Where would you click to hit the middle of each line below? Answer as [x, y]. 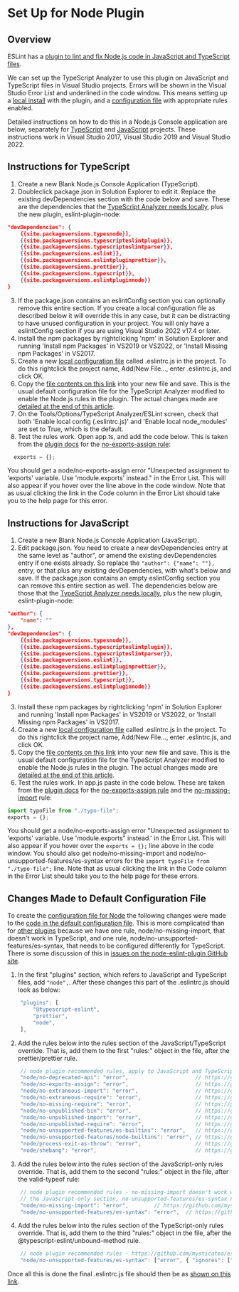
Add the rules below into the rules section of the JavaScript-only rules [120, 1164]
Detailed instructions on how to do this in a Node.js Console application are [117, 122]
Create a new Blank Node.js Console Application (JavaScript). [108, 540]
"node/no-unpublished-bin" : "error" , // [111, 1111]
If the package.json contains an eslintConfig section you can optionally [122, 300]
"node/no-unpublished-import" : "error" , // [111, 1117]
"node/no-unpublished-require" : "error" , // [111, 1124]
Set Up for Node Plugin [76, 13]
